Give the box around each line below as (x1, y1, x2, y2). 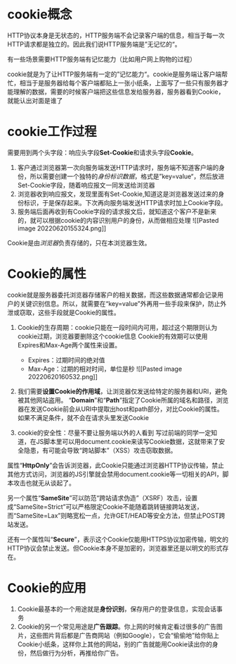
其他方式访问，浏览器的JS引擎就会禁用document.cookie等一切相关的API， (7, 469, 223, 478)
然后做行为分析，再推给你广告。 (29, 648, 123, 657)
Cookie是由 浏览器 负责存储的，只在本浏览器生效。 (7, 238, 151, 247)
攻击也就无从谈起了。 (13, 479, 75, 487)
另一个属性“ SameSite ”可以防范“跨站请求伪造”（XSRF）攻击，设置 (7, 493, 198, 502)
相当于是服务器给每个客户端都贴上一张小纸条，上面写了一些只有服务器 (19, 78, 223, 87)
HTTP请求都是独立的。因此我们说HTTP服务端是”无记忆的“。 (7, 39, 181, 48)
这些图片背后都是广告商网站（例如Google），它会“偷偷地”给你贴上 (29, 631, 220, 639)
